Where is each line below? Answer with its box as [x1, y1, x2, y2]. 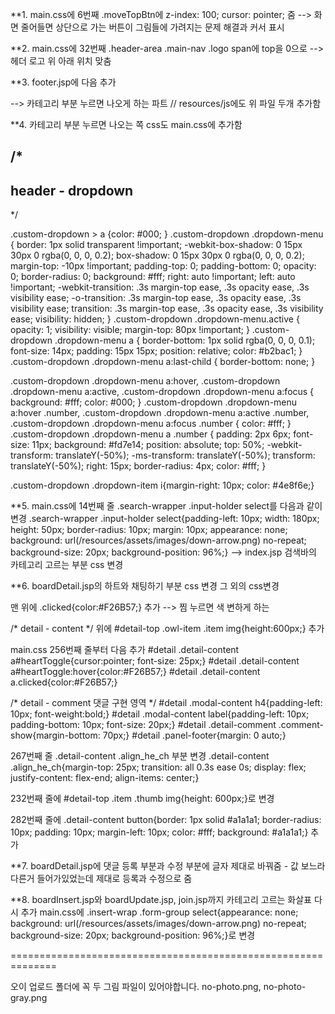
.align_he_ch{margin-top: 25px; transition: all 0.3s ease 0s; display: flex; [10, 761, 307, 773]
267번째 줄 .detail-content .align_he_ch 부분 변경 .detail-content [10, 750, 270, 762]
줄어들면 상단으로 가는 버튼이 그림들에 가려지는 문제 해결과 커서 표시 [20, 21, 285, 33]
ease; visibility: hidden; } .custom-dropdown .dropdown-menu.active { [10, 313, 300, 325]
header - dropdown [10, 182, 134, 199]
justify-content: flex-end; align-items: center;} [10, 772, 200, 784]
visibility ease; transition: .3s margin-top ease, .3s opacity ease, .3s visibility [10, 303, 324, 315]
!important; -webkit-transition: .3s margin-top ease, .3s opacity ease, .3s [10, 281, 310, 293]
